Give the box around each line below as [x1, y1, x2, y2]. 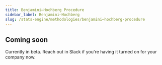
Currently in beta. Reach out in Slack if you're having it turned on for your [5, 49, 157, 55]
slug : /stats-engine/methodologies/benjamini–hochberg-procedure [5, 17, 145, 22]
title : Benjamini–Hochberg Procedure [5, 7, 85, 13]
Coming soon [5, 35, 48, 44]
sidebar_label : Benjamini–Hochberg [5, 12, 80, 17]
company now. [5, 54, 36, 60]
